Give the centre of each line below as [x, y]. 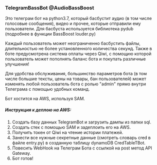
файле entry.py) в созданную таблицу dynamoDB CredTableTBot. [79, 143]
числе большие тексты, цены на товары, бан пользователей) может [76, 79]
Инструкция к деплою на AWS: [38, 110]
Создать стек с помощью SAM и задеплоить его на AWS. [71, 127]
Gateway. [21, 153]
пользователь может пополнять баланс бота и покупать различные [75, 59]
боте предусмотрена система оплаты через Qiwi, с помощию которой [78, 54]
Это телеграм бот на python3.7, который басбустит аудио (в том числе [78, 19]
